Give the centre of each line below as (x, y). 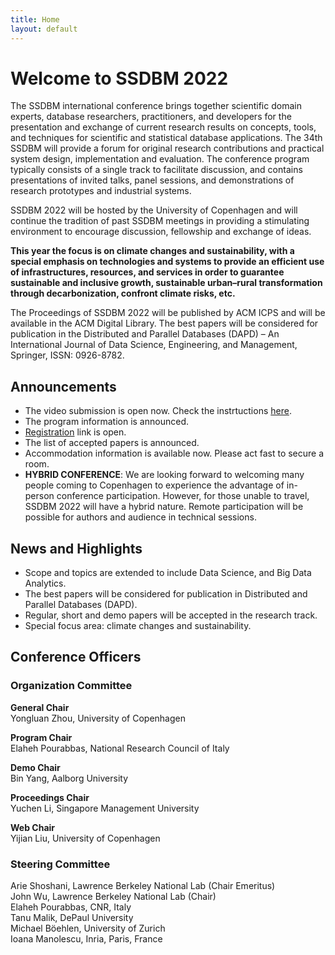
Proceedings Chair (50, 797)
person (39, 496)
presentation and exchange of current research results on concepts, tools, (163, 127)
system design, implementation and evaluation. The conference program (160, 159)
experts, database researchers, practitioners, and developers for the (151, 117)
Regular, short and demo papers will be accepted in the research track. (171, 615)
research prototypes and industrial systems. (101, 191)
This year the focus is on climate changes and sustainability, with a (152, 251)
